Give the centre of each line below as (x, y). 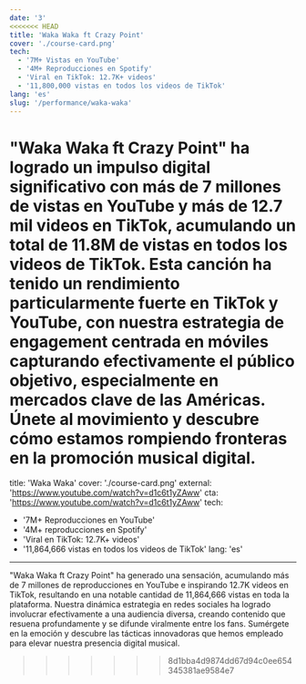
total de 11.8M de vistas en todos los (149, 245)
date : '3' (28, 18)
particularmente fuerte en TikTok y (144, 303)
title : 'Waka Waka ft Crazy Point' (77, 35)
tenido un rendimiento (95, 283)
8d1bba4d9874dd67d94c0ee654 (230, 661)
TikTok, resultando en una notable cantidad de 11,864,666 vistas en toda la (149, 595)
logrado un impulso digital (110, 167)
